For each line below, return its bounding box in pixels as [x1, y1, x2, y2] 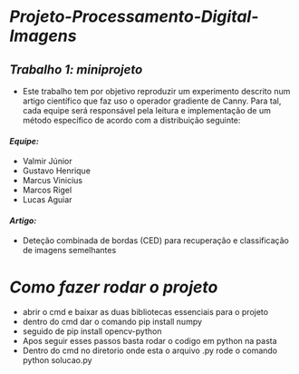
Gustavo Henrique [22, 165, 91, 176]
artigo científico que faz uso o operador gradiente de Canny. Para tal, [22, 95, 282, 106]
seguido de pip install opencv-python [22, 326, 162, 337]
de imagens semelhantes [22, 245, 117, 256]
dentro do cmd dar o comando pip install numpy [22, 316, 202, 328]
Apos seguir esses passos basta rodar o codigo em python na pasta [22, 336, 278, 347]
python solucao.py [22, 355, 92, 366]
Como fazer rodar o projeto [9, 277, 218, 297]
